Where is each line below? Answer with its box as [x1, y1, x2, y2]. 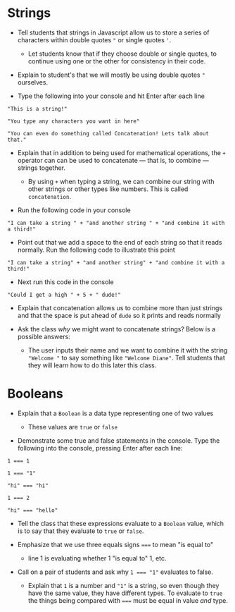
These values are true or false [27, 422, 118, 431]
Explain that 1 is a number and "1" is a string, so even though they [27, 581, 220, 589]
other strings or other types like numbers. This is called [27, 185, 189, 193]
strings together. [17, 164, 65, 172]
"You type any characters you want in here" [7, 118, 140, 125]
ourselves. [17, 78, 48, 86]
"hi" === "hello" [7, 506, 58, 514]
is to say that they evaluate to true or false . [17, 527, 144, 535]
